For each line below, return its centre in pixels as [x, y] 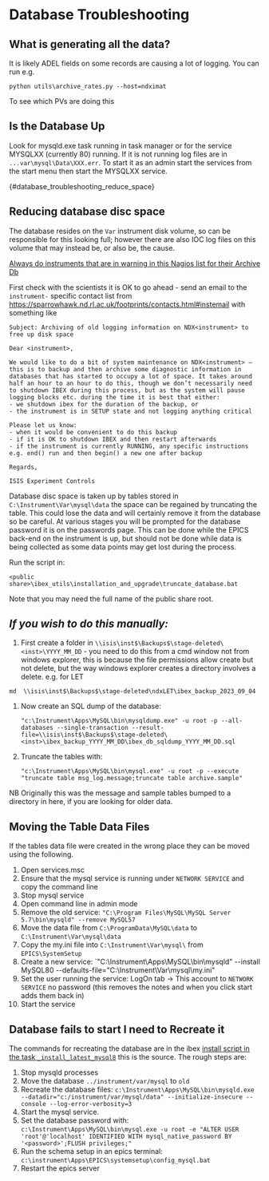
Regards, [24, 467]
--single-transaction [92, 728]
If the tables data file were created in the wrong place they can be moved [129, 846]
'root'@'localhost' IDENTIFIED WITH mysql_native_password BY [126, 1137]
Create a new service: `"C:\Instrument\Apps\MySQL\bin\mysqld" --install [140, 962]
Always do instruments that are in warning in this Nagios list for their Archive [135, 263]
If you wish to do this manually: [89, 624]
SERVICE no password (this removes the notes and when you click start [136, 987]
